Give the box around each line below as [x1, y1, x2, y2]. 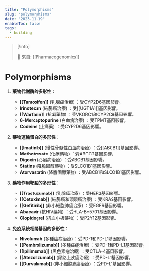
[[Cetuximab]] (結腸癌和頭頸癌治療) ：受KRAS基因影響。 [19, 196, 136, 202]
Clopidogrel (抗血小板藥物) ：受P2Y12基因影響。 [19, 215, 119, 221]
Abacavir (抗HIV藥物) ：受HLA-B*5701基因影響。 [19, 208, 121, 215]
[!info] [17, 44, 30, 49]
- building [9, 30, 32, 35]
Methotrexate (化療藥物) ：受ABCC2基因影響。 [19, 151, 116, 156]
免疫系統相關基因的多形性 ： [12, 225, 69, 231]
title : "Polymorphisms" [5, 7, 54, 12]
